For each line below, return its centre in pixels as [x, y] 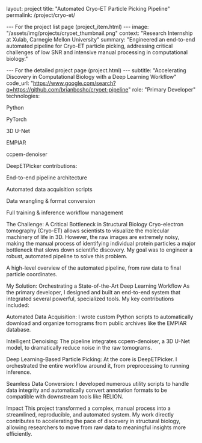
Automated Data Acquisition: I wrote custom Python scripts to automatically [100, 317]
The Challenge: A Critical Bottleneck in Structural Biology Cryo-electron [95, 224]
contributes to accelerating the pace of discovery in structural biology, [93, 421]
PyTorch [17, 119]
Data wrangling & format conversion [51, 201]
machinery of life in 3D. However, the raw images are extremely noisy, [93, 237]
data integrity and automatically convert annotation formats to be [87, 390]
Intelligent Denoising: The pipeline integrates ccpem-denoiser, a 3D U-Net [98, 341]
